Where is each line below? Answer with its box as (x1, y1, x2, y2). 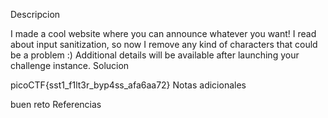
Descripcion (10, 9, 61, 20)
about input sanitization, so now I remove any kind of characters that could (10, 39, 318, 50)
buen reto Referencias (10, 99, 102, 110)
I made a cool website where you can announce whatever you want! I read (10, 28, 317, 39)
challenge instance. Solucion (10, 60, 130, 71)
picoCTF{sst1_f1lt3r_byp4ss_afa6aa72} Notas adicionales (10, 79, 247, 91)
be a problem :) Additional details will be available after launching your (10, 49, 300, 61)
